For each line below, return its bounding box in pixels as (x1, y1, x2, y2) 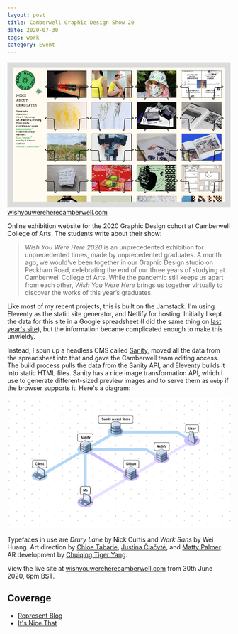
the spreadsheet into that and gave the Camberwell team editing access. (7, 353, 220, 362)
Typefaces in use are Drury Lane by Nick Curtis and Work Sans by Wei (7, 535, 214, 544)
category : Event (7, 41, 55, 49)
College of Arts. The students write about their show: (7, 229, 162, 237)
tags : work (7, 34, 40, 41)
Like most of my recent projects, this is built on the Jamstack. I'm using (7, 302, 215, 311)
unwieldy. (7, 332, 35, 340)
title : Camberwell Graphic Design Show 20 (7, 18, 135, 26)
